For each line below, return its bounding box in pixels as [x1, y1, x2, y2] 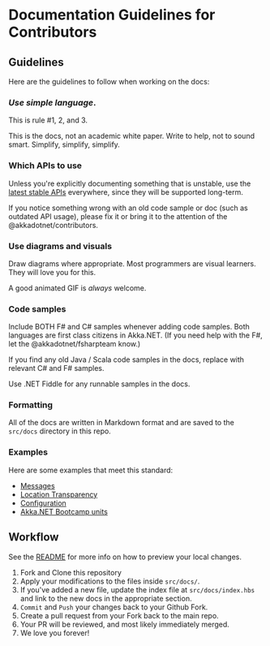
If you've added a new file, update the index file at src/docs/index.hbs [19, 584, 255, 594]
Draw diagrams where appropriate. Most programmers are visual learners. [8, 258, 257, 269]
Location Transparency [19, 489, 98, 499]
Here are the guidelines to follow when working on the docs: [8, 77, 210, 86]
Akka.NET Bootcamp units [19, 506, 108, 516]
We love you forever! [19, 627, 90, 638]
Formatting [8, 399, 54, 411]
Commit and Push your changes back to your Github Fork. [19, 602, 208, 612]
